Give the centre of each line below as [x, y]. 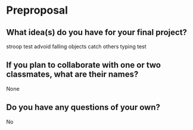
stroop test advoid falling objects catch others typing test [77, 46]
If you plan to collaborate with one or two [83, 65]
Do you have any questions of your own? [83, 107]
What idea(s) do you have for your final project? [97, 32]
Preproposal [37, 10]
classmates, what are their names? [72, 74]
